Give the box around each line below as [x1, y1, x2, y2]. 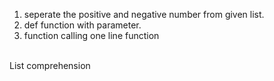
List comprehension [9, 60, 91, 71]
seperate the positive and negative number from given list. [23, 9, 265, 20]
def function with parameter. [23, 19, 142, 31]
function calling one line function [23, 30, 160, 41]
